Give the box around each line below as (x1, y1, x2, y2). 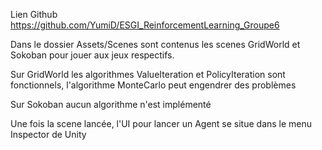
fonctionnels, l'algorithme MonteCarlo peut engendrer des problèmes (10, 79, 297, 91)
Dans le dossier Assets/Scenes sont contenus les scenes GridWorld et (10, 39, 301, 50)
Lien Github (10, 9, 58, 20)
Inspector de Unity (10, 129, 87, 140)
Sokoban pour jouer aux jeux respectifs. (10, 49, 175, 61)
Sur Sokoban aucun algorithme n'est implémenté (10, 99, 212, 110)
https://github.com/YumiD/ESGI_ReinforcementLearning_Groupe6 (10, 19, 280, 31)
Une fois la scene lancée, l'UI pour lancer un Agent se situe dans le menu (10, 118, 313, 129)
